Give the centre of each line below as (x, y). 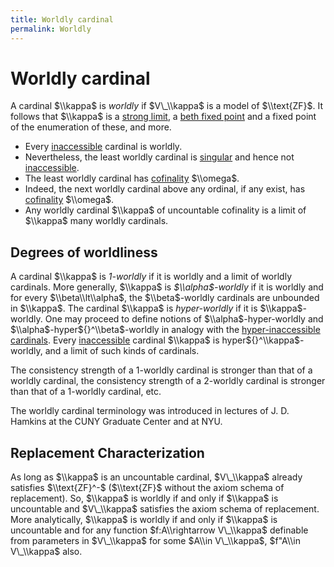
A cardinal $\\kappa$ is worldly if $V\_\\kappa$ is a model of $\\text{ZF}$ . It (166, 106)
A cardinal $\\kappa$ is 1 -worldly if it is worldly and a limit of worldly (151, 277)
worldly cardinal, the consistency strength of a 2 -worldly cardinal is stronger (168, 381)
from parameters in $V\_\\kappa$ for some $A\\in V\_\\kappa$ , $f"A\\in (155, 541)
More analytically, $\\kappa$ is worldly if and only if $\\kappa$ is (144, 520)
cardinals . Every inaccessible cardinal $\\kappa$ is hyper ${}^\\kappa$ (155, 340)
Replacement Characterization (107, 452)
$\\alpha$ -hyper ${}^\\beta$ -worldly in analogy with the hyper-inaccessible (165, 330)
